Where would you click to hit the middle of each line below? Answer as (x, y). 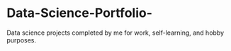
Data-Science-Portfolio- (80, 13)
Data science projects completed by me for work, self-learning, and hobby (115, 33)
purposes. (22, 40)
